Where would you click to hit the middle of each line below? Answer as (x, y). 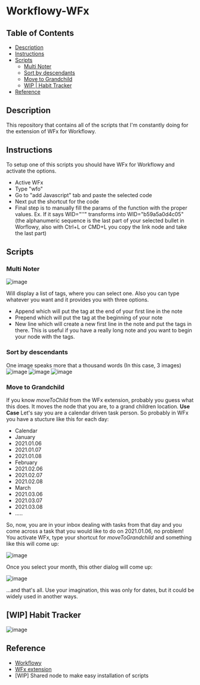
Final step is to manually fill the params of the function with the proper (101, 208)
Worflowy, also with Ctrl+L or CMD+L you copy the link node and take (101, 227)
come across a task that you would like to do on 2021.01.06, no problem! (95, 531)
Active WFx (29, 182)
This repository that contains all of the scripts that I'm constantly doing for (97, 125)
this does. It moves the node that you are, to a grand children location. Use (98, 406)
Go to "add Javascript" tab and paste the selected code (83, 195)
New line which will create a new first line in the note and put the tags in (103, 324)
